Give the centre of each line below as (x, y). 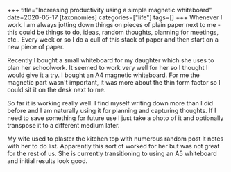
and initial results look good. (48, 161)
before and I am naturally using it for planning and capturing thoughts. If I (112, 111)
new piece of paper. (36, 47)
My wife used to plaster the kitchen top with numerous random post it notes (115, 139)
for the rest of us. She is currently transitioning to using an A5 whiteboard (112, 153)
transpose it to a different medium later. (63, 125)
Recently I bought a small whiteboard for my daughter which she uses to (111, 60)
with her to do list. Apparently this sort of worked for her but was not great (113, 146)
